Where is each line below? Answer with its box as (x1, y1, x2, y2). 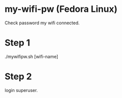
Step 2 (4, 71, 32, 82)
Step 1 (4, 37, 30, 49)
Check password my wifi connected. (4, 20, 80, 26)
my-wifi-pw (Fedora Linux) (4, 3, 118, 15)
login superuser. (4, 87, 38, 93)
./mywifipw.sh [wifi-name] (4, 53, 58, 59)
